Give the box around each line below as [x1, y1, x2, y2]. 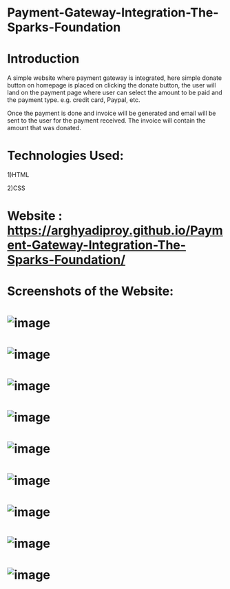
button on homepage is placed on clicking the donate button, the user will [7, 81, 216, 90]
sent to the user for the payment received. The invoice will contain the [7, 116, 206, 125]
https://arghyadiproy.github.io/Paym [7, 223, 223, 238]
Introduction [7, 51, 80, 67]
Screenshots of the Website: [7, 284, 174, 299]
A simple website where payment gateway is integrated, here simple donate [7, 74, 222, 82]
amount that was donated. [7, 124, 81, 132]
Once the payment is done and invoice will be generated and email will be [7, 109, 216, 118]
